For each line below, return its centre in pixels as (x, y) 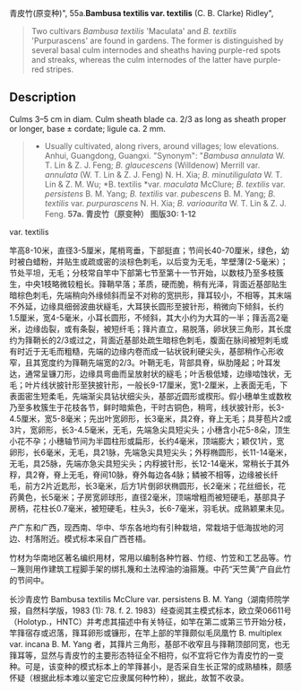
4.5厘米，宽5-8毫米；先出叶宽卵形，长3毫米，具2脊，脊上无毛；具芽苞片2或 (150, 418)
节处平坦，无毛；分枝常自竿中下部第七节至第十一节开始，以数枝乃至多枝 (142, 273)
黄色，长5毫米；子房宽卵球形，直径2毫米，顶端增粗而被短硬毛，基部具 (147, 497)
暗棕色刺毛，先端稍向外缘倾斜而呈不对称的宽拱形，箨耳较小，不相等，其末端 (150, 295)
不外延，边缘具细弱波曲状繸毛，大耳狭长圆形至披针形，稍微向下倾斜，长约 (146, 306)
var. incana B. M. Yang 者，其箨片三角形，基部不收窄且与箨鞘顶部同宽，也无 (150, 643)
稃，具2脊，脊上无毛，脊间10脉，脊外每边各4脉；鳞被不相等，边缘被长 (140, 475)
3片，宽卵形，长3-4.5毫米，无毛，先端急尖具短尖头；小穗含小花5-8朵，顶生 (150, 430)
